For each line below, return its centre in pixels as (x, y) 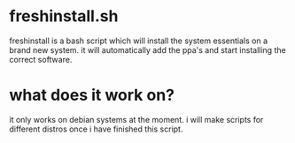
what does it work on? (92, 95)
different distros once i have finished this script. (96, 129)
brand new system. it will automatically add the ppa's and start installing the (147, 49)
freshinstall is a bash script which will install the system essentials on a (139, 41)
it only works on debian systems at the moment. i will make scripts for (136, 119)
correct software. (41, 59)
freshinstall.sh (64, 16)
